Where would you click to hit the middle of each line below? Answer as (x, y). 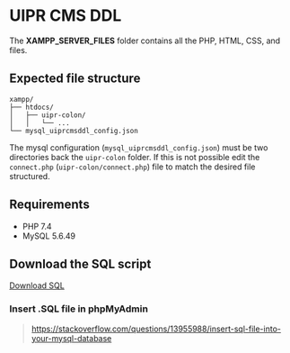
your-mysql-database (71, 338)
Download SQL (37, 285)
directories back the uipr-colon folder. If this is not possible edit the (135, 157)
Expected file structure (75, 79)
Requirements (49, 205)
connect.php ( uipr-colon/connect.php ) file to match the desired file (132, 167)
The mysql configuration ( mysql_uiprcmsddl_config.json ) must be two (139, 147)
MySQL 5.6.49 (49, 236)
